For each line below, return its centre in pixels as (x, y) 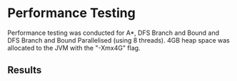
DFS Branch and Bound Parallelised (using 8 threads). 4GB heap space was (118, 40)
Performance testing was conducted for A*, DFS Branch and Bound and (114, 33)
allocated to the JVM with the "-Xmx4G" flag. (74, 48)
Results (25, 70)
